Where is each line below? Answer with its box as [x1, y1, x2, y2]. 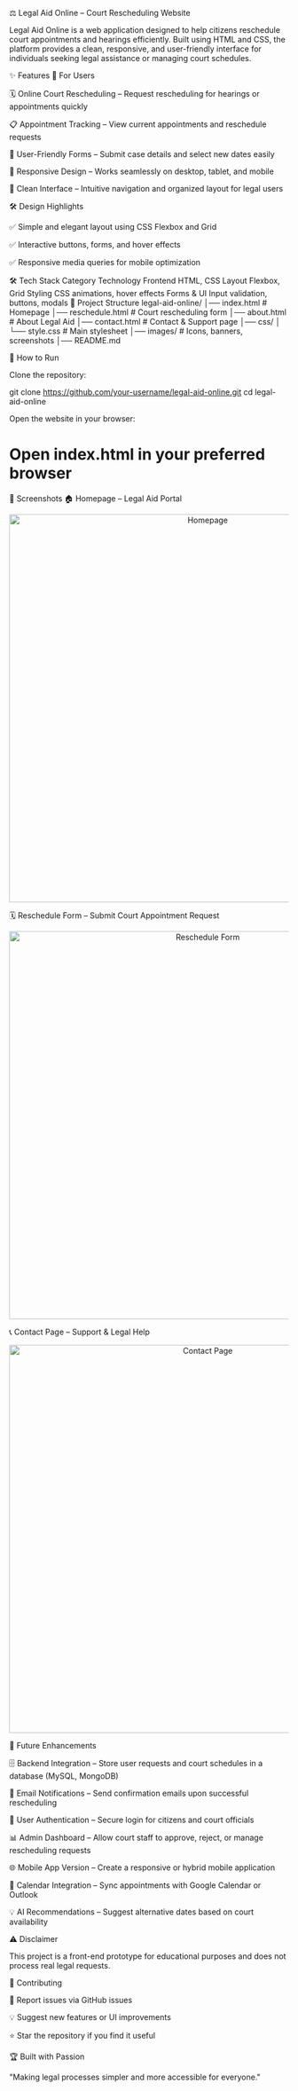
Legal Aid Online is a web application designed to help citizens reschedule [9, 25, 281, 35]
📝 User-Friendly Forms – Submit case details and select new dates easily [9, 149, 275, 159]
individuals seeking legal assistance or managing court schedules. [9, 53, 252, 63]
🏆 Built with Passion [9, 2051, 85, 2062]
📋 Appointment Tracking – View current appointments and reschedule [9, 119, 267, 130]
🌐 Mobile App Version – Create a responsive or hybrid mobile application [9, 1862, 276, 1873]
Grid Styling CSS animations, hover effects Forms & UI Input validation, [9, 288, 268, 298]
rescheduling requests [9, 1844, 91, 1855]
